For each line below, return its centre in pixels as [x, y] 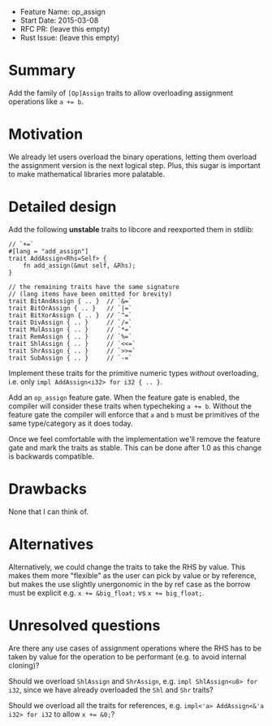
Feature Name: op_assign [63, 12]
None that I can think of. [49, 512]
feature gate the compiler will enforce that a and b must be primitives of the [134, 414]
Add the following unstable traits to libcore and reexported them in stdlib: [131, 229]
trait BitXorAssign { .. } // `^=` [70, 315]
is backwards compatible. [52, 456]
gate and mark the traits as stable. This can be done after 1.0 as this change [135, 447]
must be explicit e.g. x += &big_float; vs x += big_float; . [106, 593]
